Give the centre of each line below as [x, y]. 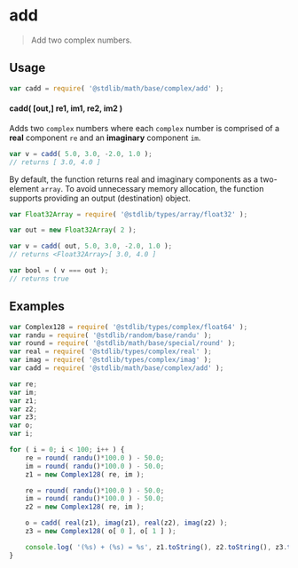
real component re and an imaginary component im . [105, 138]
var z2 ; [24, 409]
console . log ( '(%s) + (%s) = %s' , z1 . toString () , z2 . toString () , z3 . [157, 547]
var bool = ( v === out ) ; [59, 271]
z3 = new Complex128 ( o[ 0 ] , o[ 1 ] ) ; [101, 532]
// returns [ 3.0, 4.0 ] [55, 162]
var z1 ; [24, 400]
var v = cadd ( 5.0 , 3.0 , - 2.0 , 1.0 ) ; [81, 154]
